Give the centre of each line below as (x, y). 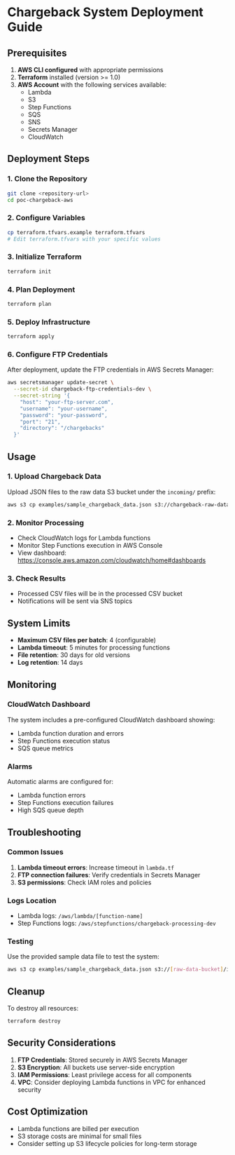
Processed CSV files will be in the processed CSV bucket (100, 594)
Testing (20, 942)
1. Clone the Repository (47, 179)
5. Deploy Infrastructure (49, 322)
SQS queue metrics (45, 748)
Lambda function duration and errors (71, 733)
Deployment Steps (48, 159)
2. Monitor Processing (45, 522)
